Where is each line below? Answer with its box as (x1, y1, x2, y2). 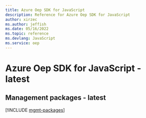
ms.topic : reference (5, 31, 49, 36)
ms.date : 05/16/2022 (5, 26, 49, 32)
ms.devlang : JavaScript (5, 36, 56, 41)
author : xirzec (5, 17, 38, 22)
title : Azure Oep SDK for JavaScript (5, 7, 85, 13)
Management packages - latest (5, 94, 106, 102)
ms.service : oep (5, 41, 40, 46)
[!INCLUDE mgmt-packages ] (5, 107, 65, 113)
